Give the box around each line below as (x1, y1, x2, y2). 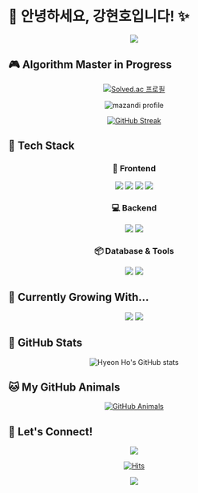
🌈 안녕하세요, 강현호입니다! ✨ (8, 7, 190, 26)
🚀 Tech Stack (8, 139, 75, 153)
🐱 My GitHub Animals (8, 381, 121, 395)
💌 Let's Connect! (8, 425, 93, 439)
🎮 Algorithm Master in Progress (8, 58, 172, 72)
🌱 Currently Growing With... (8, 291, 149, 304)
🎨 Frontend (112, 163, 156, 174)
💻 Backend (111, 202, 157, 214)
